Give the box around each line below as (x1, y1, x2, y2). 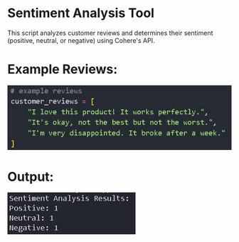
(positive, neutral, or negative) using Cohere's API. (7, 36, 155, 44)
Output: (7, 168, 54, 185)
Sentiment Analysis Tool (7, 5, 155, 21)
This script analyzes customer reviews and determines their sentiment (7, 29, 213, 37)
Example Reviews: (7, 61, 118, 78)
